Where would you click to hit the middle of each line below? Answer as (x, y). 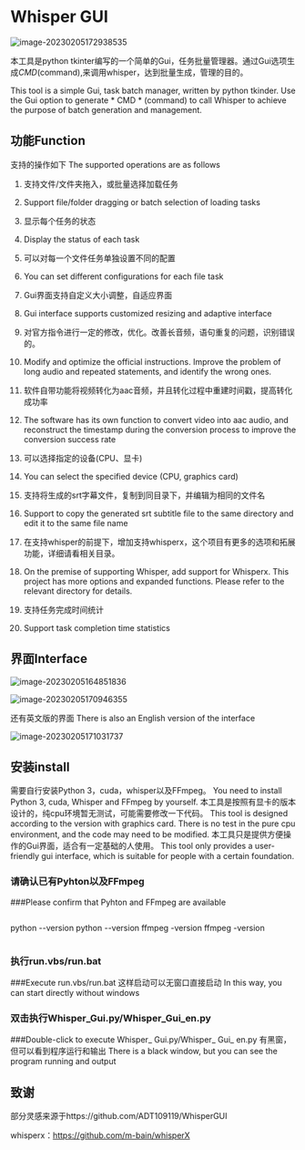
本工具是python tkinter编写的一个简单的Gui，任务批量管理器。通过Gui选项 (149, 60)
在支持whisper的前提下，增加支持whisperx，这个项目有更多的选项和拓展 (159, 542)
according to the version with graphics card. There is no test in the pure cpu (153, 824)
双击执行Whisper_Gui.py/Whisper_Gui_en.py (111, 1018)
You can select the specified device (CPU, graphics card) (131, 476)
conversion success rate (70, 439)
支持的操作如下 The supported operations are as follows (116, 164)
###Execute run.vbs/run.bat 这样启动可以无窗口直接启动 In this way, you (147, 982)
